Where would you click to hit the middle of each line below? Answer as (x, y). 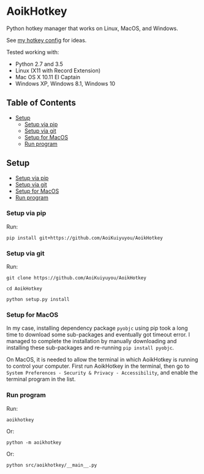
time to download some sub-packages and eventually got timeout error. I (98, 335)
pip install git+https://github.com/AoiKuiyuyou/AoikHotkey (85, 238)
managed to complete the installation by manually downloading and (92, 341)
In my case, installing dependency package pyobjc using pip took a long (97, 328)
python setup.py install (38, 300)
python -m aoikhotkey (34, 442)
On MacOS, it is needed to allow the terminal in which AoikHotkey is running (102, 360)
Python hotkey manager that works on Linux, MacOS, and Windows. (93, 28)
